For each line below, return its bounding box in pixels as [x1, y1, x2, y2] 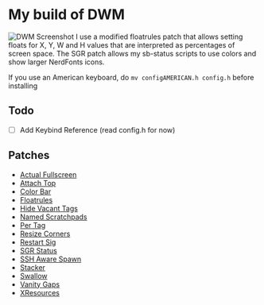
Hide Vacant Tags [19, 203, 78, 213]
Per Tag [19, 220, 46, 230]
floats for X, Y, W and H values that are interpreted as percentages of [8, 40, 235, 49]
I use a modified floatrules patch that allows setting [75, 32, 243, 41]
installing [8, 81, 38, 91]
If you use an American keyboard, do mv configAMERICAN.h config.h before [8, 72, 254, 82]
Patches [8, 149, 50, 162]
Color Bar [19, 187, 52, 196]
